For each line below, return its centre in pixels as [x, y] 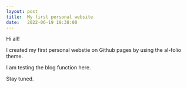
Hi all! [13, 39]
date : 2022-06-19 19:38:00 [42, 22]
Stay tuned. [20, 79]
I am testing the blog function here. [49, 68]
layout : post [22, 11]
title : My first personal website [50, 17]
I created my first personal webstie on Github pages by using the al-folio [93, 50]
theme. [15, 57]
